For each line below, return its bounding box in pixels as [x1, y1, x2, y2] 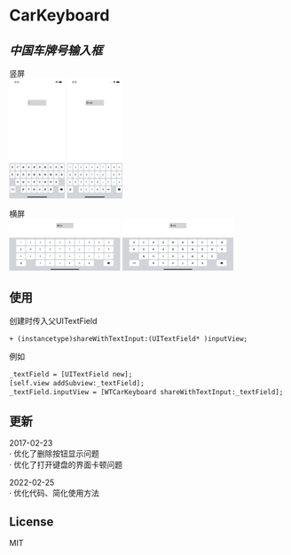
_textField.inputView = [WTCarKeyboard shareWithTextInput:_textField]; [9, 387, 284, 396]
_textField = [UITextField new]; [9, 369, 133, 378]
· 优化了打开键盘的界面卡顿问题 [9, 459, 122, 471]
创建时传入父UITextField [9, 315, 98, 326]
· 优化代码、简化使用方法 [9, 488, 99, 498]
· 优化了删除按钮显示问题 [9, 448, 99, 459]
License [9, 514, 54, 529]
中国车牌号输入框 [9, 43, 103, 58]
